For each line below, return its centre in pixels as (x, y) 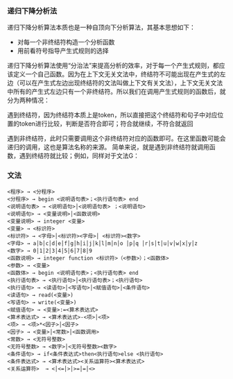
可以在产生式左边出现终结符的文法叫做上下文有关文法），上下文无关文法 (121, 83)
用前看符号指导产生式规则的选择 (63, 51)
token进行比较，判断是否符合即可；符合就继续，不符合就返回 (106, 124)
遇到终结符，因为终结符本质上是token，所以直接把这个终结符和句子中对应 (112, 115)
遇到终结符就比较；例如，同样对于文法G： (79, 156)
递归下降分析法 (32, 10)
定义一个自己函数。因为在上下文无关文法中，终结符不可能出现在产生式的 (116, 74)
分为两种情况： (28, 100)
